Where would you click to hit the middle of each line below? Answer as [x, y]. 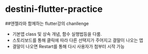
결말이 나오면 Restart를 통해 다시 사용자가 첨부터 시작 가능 [68, 46]
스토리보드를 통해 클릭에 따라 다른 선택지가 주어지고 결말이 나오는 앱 [78, 40]
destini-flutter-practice [54, 9]
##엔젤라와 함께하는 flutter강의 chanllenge [47, 23]
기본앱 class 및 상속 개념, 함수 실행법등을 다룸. [57, 34]
